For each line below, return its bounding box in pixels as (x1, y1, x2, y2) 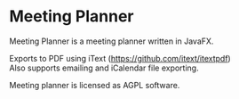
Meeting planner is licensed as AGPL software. (9, 79, 180, 90)
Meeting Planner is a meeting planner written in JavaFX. (9, 36, 214, 46)
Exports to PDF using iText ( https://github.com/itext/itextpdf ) (9, 53, 231, 63)
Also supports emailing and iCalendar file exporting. (9, 62, 199, 73)
